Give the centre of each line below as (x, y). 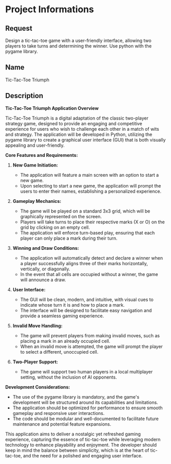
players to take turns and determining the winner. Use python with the (78, 46)
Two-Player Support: (35, 362)
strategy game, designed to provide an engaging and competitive (74, 123)
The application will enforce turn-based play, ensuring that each (88, 233)
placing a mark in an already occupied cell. (65, 341)
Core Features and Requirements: (41, 155)
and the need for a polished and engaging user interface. (82, 455)
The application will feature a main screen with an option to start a (90, 175)
